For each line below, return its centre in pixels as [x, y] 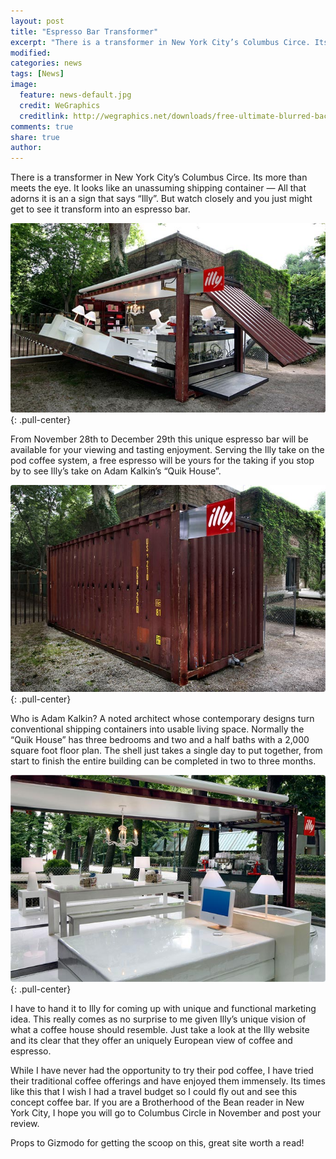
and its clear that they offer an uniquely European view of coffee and [151, 1041]
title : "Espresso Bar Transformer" [84, 31]
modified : [31, 53]
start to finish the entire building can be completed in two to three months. [163, 761]
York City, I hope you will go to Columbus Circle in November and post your [166, 1113]
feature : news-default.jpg [75, 95]
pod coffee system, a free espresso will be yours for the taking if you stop [162, 461]
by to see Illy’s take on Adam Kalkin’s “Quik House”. [116, 471]
